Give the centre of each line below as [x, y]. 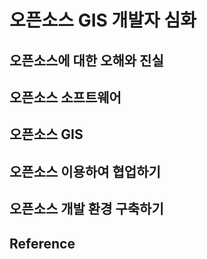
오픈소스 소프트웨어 [65, 97]
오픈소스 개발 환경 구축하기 [86, 209]
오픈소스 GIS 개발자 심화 [103, 20]
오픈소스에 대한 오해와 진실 [86, 60]
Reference [42, 243]
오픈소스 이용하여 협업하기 [85, 171]
